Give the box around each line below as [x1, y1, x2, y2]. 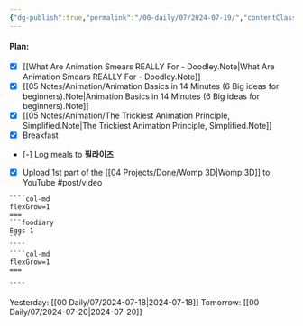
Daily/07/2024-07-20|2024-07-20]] [9, 307, 142, 318]
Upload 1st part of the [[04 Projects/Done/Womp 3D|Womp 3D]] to [22, 168, 271, 178]
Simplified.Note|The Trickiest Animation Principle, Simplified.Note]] [22, 121, 272, 131]
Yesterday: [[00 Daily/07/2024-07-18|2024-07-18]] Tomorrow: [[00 [9, 297, 260, 308]
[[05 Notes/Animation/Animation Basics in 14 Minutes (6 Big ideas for [22, 80, 280, 91]
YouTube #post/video [22, 177, 103, 188]
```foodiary [9, 218, 54, 228]
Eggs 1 [9, 226, 34, 235]
